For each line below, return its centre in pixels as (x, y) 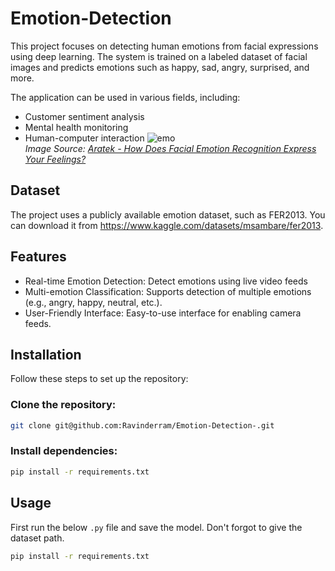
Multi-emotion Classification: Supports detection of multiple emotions (168, 291)
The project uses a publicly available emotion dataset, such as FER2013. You (168, 214)
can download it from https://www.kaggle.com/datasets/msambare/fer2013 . (167, 225)
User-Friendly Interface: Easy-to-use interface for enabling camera (163, 313)
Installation (46, 354)
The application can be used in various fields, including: (125, 97)
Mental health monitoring (76, 127)
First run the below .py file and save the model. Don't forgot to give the (156, 527)
